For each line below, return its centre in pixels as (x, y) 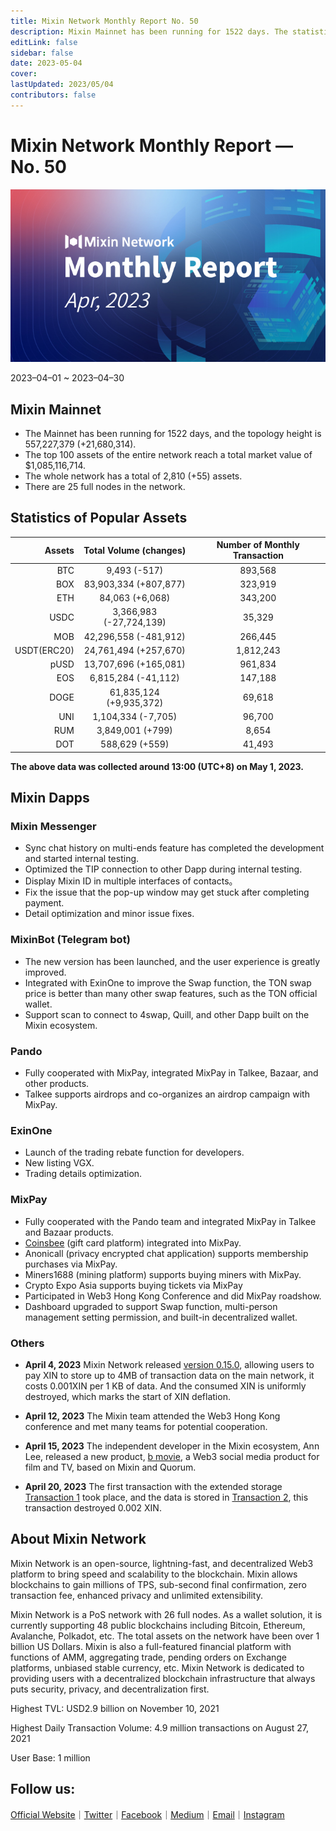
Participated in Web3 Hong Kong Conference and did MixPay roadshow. (173, 1296)
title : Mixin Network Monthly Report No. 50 (104, 21)
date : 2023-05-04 (46, 63)
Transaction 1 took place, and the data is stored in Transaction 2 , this (166, 1497)
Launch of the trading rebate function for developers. (134, 1152)
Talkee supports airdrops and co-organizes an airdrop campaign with (167, 1094)
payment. (44, 903)
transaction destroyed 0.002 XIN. (93, 1507)
